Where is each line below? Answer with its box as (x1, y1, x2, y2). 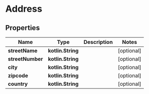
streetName (8, 47, 38, 54)
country (8, 80, 28, 87)
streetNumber (8, 56, 43, 62)
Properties (5, 24, 40, 32)
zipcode (8, 72, 28, 79)
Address (5, 3, 43, 15)
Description (83, 39, 113, 45)
